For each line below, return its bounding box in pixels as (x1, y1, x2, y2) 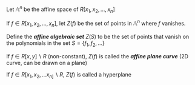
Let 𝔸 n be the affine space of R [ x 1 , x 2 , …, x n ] (6, 5, 115, 14)
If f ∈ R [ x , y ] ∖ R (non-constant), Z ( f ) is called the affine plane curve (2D (6, 52, 189, 59)
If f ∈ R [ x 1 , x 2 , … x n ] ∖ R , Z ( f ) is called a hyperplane (6, 70, 132, 80)
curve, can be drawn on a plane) (6, 59, 88, 66)
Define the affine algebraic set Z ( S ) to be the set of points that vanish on (6, 33, 190, 40)
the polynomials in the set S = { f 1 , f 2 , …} (6, 39, 105, 48)
